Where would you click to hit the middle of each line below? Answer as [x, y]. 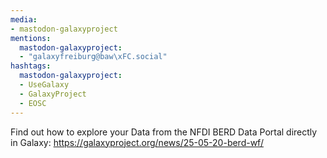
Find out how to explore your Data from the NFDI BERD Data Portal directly [164, 132]
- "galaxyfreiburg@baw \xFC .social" [93, 57]
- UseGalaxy [44, 85]
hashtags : [31, 66]
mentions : [31, 38]
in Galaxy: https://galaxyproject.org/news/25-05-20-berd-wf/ [137, 142]
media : [24, 19]
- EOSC [33, 103]
